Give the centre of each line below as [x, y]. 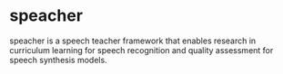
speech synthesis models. [58, 60]
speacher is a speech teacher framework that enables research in [133, 41]
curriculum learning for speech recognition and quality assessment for [141, 50]
